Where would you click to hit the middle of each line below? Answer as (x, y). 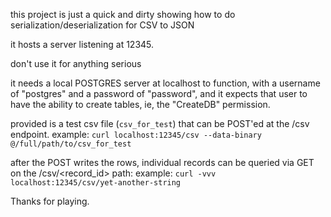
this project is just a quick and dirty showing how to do (123, 14)
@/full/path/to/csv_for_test (71, 144)
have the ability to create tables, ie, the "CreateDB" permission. (140, 104)
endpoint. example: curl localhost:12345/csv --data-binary (136, 134)
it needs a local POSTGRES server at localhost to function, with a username (165, 83)
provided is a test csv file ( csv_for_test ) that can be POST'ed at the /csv (160, 123)
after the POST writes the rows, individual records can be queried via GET (162, 162)
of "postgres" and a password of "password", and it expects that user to (159, 93)
